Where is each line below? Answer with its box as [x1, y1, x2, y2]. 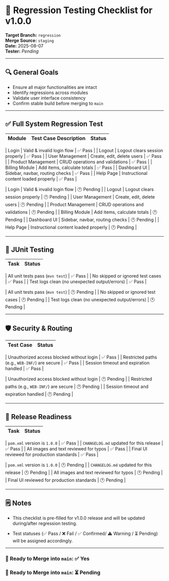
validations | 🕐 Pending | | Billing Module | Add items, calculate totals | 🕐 [5, 209, 157, 215]
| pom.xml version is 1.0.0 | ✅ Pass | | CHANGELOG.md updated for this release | [5, 440, 163, 446]
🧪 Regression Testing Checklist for [5, 5, 152, 16]
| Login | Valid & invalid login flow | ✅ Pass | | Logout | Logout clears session [5, 147, 163, 153]
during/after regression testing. [12, 520, 77, 526]
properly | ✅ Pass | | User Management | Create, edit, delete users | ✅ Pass [5, 153, 162, 159]
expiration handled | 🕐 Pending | [5, 391, 73, 397]
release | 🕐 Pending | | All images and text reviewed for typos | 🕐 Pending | [5, 470, 163, 475]
